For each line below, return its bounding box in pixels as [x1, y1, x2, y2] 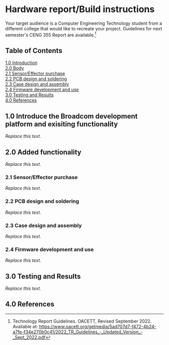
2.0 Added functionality [5, 148, 81, 156]
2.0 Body [5, 65, 24, 71]
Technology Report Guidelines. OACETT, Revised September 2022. [12, 318, 152, 324]
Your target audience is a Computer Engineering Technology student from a [5, 20, 162, 26]
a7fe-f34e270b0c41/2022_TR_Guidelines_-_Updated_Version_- [12, 329, 143, 335]
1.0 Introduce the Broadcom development [5, 112, 138, 121]
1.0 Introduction [5, 60, 38, 66]
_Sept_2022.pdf [12, 334, 46, 340]
